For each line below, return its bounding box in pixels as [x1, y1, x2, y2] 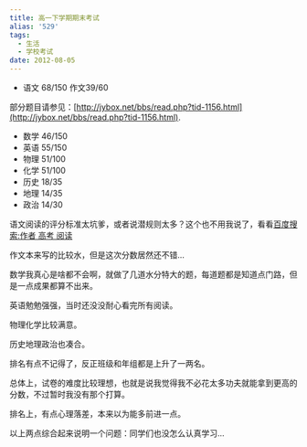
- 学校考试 [17, 48, 54, 57]
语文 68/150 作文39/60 [22, 82, 109, 92]
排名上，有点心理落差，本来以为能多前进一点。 [9, 409, 185, 419]
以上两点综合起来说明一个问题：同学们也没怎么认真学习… [9, 428, 226, 439]
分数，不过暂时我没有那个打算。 [9, 389, 130, 399]
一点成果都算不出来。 [16, 281, 98, 291]
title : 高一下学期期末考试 [9, 13, 101, 23]
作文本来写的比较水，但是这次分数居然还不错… [9, 250, 185, 261]
